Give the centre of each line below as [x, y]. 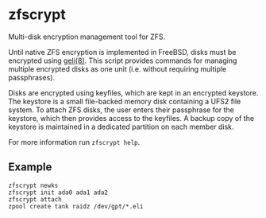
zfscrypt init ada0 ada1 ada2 [58, 193]
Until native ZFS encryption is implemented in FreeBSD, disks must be [122, 52]
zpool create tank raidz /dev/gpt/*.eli [76, 206]
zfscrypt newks [33, 185]
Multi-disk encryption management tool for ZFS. [87, 37]
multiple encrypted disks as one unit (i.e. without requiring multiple [118, 68]
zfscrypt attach [35, 199]
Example [30, 167]
